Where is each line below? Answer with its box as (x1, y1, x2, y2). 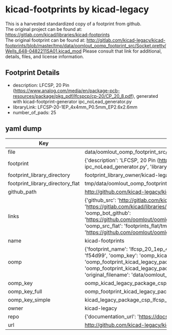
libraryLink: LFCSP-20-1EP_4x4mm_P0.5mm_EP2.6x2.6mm (12, 104, 138, 110)
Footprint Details (5, 68, 60, 77)
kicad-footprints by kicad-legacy (5, 4, 149, 15)
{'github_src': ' (84, 197, 119, 204)
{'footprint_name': (84, 245, 128, 253)
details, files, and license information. (5, 53, 84, 60)
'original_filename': (84, 271, 131, 278)
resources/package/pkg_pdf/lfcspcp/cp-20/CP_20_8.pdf (12, 93, 133, 99)
